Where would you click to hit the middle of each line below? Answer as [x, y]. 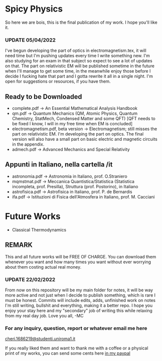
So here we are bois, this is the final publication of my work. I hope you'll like [81, 22]
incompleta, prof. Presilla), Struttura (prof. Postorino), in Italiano [75, 186]
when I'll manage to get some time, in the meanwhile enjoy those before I [78, 71]
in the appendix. [28, 144]
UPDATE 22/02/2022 [30, 279]
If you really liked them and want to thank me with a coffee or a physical [77, 348]
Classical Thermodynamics [39, 230]
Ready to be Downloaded [44, 97]
